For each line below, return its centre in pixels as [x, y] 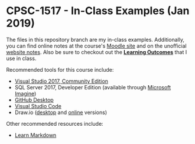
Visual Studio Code [38, 106]
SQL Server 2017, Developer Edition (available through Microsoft [93, 87]
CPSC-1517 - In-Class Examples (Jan [98, 11]
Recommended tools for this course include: [60, 69]
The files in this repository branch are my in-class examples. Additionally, [95, 39]
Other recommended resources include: [55, 123]
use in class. [21, 58]
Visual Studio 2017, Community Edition [61, 81]
